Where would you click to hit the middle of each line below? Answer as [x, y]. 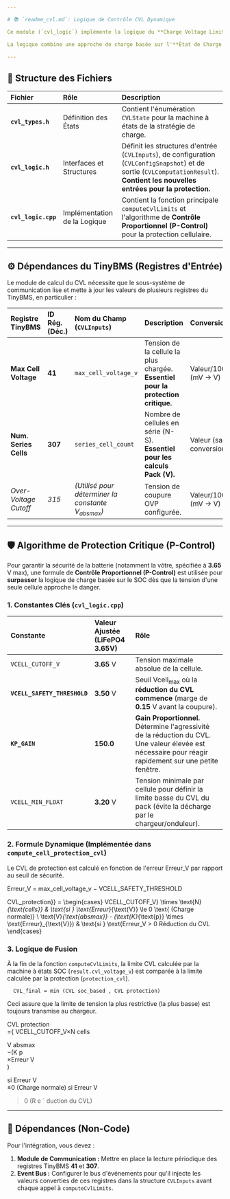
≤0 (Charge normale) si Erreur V [52, 1088]
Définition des [85, 117]
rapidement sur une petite [177, 761]
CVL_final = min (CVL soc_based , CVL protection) [87, 991]
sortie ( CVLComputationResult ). [170, 172]
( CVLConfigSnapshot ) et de [163, 164]
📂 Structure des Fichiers [60, 78]
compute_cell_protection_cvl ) [57, 853]
